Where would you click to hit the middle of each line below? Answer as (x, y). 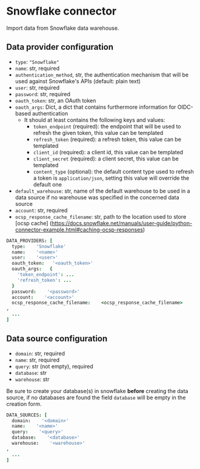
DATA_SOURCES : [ (27, 415)
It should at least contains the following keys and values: (95, 120)
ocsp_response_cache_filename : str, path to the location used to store (101, 216)
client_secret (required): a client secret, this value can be (106, 159)
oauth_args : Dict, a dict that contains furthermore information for (95, 107)
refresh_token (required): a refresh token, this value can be (107, 139)
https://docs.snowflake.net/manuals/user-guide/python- (122, 223)
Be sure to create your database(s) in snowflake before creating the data (97, 391)
